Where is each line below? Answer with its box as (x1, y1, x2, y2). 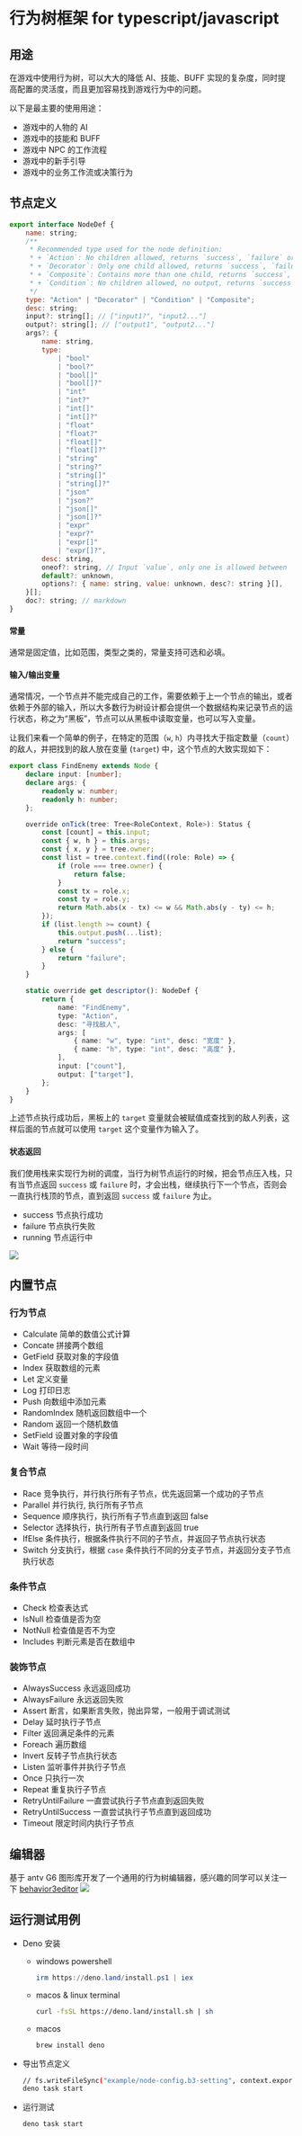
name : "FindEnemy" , (57, 1003, 130, 1012)
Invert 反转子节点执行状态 (22, 1750, 118, 1761)
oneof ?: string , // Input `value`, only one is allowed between (41, 563, 288, 572)
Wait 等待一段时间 (22, 1441, 89, 1452)
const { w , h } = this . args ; (41, 836, 151, 845)
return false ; (73, 870, 127, 879)
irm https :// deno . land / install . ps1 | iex (35, 1973, 193, 1982)
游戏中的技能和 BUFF (22, 133, 101, 144)
